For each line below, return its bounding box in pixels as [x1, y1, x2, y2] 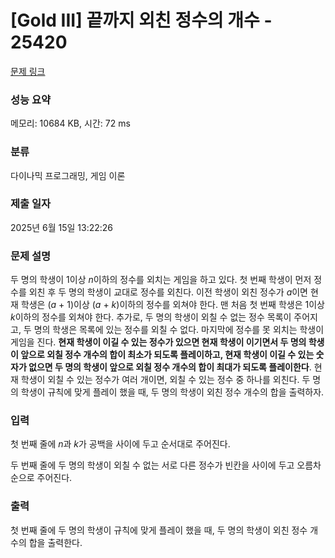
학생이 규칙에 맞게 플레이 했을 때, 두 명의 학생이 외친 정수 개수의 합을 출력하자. [20, 386, 325, 398]
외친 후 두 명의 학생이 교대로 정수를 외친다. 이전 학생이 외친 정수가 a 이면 [28, 286, 308, 298]
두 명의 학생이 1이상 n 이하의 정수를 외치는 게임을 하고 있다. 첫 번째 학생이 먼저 [10, 274, 312, 286]
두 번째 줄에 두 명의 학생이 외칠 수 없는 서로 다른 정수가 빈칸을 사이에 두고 [10, 459, 295, 471]
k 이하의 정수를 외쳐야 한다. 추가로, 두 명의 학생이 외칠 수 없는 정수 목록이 [10, 311, 292, 323]
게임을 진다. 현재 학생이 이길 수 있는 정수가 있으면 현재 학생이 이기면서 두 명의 [10, 336, 307, 348]
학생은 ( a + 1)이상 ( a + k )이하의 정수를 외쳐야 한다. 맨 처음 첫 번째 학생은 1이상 [20, 299, 325, 311]
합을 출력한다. [28, 536, 83, 548]
